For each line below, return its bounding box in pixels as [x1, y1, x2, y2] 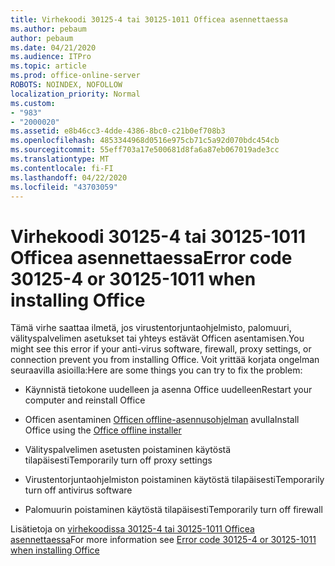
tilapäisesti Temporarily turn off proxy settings [24, 454, 213, 466]
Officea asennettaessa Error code [10, 246, 293, 269]
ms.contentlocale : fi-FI [10, 163, 114, 173]
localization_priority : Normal [10, 89, 141, 99]
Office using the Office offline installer [24, 424, 182, 436]
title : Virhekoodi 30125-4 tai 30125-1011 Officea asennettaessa [10, 14, 288, 25]
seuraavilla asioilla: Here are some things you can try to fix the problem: [10, 364, 303, 376]
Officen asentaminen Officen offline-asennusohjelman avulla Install [24, 414, 300, 426]
